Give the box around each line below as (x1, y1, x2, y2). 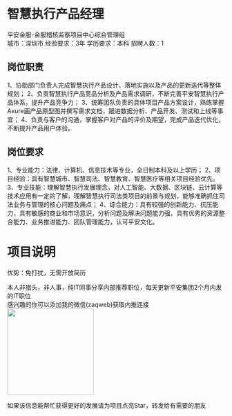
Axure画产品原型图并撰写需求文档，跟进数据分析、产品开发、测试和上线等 (7, 106, 217, 115)
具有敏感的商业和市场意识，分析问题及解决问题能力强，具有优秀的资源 (19, 208, 219, 217)
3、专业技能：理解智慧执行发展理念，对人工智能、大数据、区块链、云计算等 (7, 183, 223, 191)
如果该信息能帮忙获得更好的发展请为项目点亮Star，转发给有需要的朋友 (7, 401, 206, 409)
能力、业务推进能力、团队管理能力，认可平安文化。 (12, 217, 159, 226)
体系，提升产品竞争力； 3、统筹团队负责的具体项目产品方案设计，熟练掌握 (12, 98, 224, 106)
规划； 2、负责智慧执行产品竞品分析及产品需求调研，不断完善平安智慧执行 (7, 89, 219, 97)
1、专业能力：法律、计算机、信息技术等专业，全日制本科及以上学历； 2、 (7, 166, 215, 174)
